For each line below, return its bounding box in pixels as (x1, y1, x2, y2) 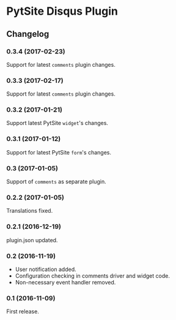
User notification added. (15, 265, 76, 273)
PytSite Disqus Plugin (6, 4, 118, 18)
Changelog (6, 29, 50, 39)
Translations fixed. (6, 207, 53, 215)
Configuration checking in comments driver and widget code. (15, 272, 170, 280)
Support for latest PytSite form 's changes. (6, 148, 112, 156)
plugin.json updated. (6, 236, 58, 243)
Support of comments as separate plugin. (6, 178, 107, 185)
